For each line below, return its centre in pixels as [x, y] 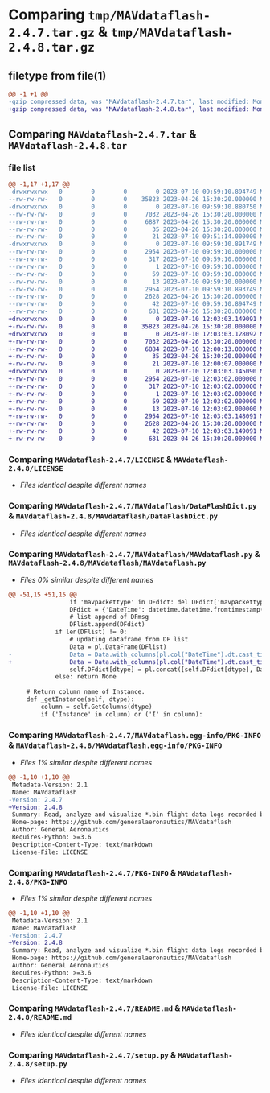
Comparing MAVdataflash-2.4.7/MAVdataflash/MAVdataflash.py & [134, 555]
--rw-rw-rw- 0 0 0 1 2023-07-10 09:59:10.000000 [133, 266]
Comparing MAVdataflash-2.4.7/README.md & [94, 1008]
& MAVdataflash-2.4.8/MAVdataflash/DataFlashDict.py [113, 516]
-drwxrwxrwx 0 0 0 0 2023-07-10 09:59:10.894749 [133, 192]
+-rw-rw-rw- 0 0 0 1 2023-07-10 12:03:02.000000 [133, 394]
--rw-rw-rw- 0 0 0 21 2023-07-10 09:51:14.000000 [133, 237]
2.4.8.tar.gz [51, 48]
